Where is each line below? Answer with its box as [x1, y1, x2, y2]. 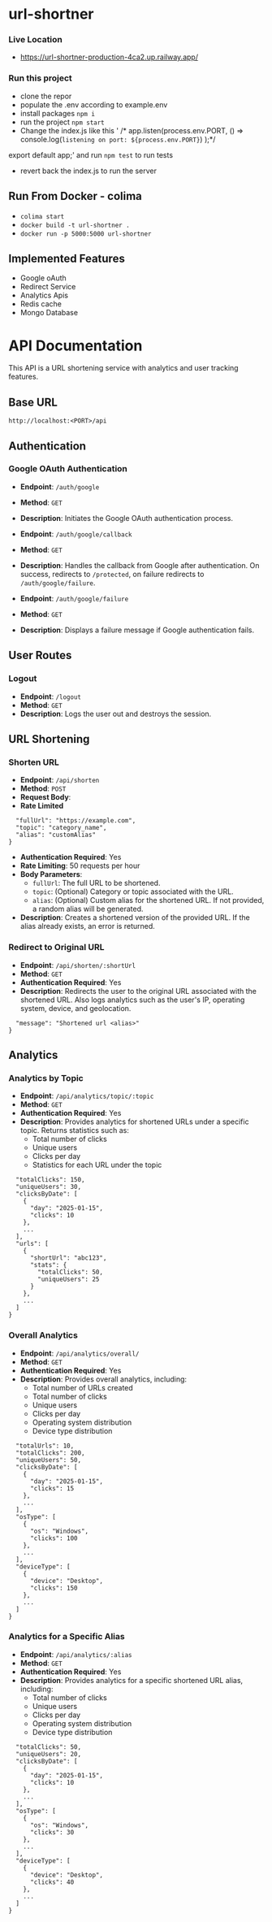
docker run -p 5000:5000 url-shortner [19, 229, 152, 238]
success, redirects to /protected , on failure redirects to [19, 569, 205, 579]
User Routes [8, 649, 72, 662]
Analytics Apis [19, 290, 69, 301]
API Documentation [8, 336, 143, 354]
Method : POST [19, 783, 67, 793]
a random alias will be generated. [32, 904, 144, 914]
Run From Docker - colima [8, 189, 142, 203]
